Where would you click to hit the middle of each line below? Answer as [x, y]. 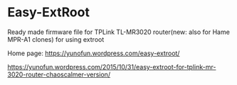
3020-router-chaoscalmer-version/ [59, 74]
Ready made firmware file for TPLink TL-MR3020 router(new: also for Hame [118, 32]
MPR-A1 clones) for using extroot [56, 39]
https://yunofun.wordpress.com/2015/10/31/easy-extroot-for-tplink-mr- [112, 67]
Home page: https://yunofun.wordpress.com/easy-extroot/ [94, 53]
